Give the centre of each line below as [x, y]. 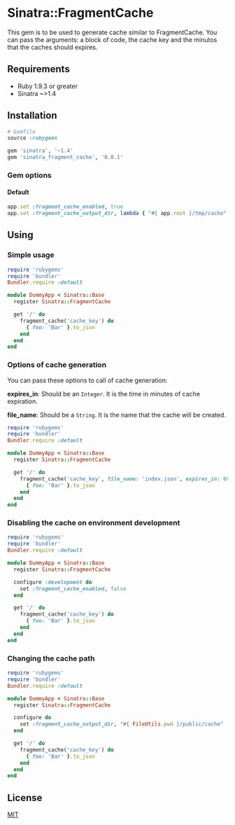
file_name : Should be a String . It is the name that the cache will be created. [116, 415]
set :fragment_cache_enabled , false [73, 589]
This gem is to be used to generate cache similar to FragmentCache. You [112, 32]
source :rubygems [33, 138]
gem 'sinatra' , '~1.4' [40, 151]
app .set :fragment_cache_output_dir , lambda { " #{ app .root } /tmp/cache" [117, 214]
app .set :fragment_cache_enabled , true [65, 207]
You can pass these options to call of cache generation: [87, 380]
